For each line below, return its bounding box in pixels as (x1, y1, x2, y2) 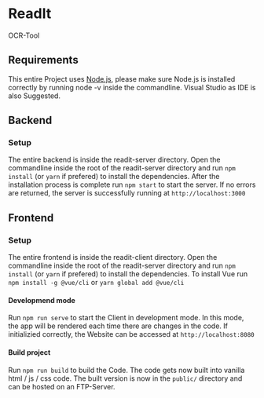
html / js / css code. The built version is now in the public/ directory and (8, 374, 243, 383)
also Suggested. (8, 91, 61, 100)
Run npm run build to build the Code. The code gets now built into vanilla (8, 365, 245, 374)
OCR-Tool (8, 31, 40, 40)
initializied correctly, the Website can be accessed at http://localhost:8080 (8, 330, 255, 339)
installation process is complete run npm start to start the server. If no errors (8, 180, 256, 189)
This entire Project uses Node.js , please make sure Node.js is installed (8, 74, 236, 83)
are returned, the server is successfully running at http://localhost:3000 (8, 188, 246, 198)
